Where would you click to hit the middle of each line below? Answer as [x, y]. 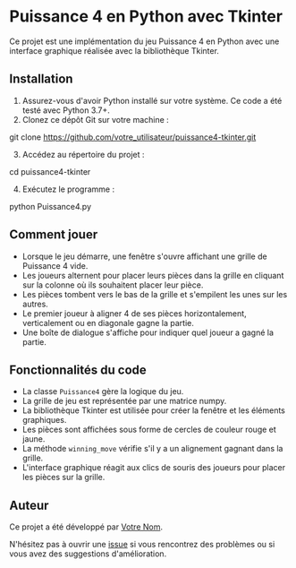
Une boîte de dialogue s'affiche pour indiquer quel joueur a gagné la [148, 332]
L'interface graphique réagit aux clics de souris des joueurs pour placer [154, 468]
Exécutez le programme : [68, 189]
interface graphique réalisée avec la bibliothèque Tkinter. [114, 50]
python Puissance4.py [51, 206]
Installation [41, 79]
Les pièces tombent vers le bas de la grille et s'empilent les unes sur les [155, 294]
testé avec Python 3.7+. [66, 110]
